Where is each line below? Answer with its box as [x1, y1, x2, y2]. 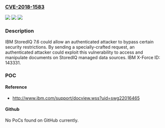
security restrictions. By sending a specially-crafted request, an [5, 44, 135, 50]
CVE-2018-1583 [5, 3, 45, 10]
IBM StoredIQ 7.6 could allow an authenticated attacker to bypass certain [5, 38, 154, 45]
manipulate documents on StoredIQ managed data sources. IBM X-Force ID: [5, 54, 160, 60]
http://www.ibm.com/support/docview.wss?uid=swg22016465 [12, 95, 140, 101]
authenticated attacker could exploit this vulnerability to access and [5, 49, 143, 55]
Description [5, 28, 34, 34]
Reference [5, 84, 27, 90]
